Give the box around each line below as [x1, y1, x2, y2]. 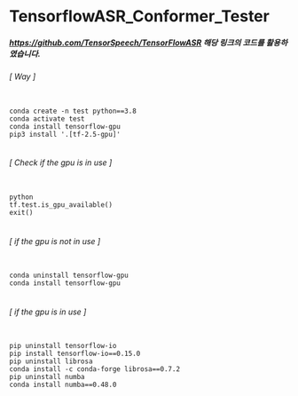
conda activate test [9, 114, 86, 123]
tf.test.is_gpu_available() [9, 200, 114, 210]
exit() [9, 208, 34, 217]
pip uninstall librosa [9, 357, 93, 366]
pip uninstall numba [9, 373, 86, 382]
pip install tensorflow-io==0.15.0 [9, 349, 141, 359]
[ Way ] [9, 71, 36, 82]
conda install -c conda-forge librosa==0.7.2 [9, 365, 180, 374]
